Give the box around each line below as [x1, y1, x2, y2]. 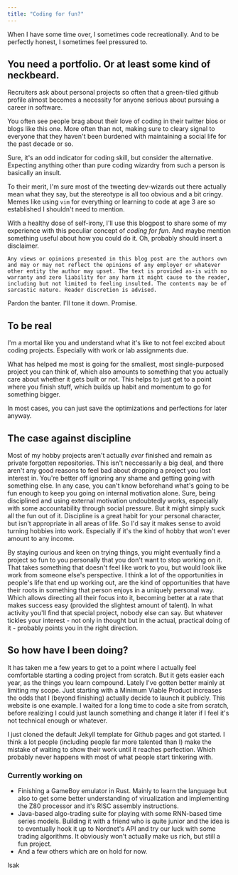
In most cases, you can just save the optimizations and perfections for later [7, 404, 227, 413]
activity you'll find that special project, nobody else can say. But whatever [7, 609, 223, 617]
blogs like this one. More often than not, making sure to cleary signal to [7, 125, 215, 133]
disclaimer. [7, 241, 39, 250]
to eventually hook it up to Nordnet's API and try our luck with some [17, 824, 216, 833]
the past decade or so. [7, 140, 74, 148]
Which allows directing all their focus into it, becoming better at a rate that [7, 594, 224, 602]
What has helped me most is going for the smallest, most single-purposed [7, 360, 225, 369]
